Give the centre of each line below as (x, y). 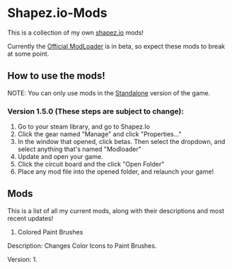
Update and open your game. (60, 157)
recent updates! (30, 218)
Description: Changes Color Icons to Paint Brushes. (82, 246)
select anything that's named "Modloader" (79, 149)
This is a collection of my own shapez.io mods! (75, 32)
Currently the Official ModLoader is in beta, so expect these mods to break (116, 46)
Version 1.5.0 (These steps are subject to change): (95, 111)
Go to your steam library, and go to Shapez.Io (84, 127)
